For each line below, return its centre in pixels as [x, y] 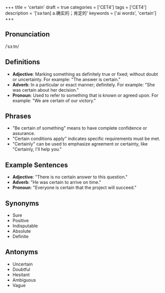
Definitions [23, 62]
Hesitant [21, 275]
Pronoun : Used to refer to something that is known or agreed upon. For [85, 95]
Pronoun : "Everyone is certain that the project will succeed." [74, 188]
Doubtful [21, 269]
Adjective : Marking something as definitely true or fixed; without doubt [85, 74]
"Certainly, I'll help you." [37, 149]
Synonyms [22, 203]
